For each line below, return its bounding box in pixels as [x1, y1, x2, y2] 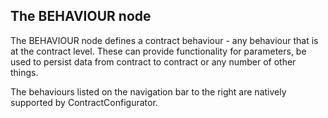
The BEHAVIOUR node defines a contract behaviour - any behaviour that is [10, 34, 319, 46]
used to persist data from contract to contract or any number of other [10, 55, 297, 68]
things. [10, 66, 39, 78]
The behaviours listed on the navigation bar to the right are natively [10, 85, 287, 98]
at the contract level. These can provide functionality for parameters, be [10, 45, 307, 57]
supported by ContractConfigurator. [10, 96, 158, 108]
